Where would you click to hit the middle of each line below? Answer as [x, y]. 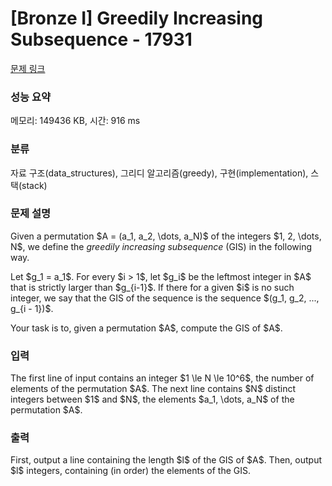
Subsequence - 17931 [101, 39]
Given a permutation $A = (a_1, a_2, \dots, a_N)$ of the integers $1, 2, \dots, [166, 236]
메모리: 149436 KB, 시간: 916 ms [75, 121]
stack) [34, 185]
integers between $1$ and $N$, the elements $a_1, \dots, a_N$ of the [152, 399]
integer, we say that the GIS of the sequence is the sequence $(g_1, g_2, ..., [165, 298]
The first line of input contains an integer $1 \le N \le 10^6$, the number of [162, 378]
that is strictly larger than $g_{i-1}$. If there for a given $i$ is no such [152, 287]
